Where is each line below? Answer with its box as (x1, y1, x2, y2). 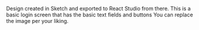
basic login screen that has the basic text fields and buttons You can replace (6, 11, 193, 18)
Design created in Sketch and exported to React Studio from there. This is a (6, 5, 191, 12)
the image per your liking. (6, 18, 69, 24)
